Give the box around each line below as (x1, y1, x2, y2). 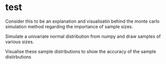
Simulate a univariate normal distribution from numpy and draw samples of (5, 33, 161, 39)
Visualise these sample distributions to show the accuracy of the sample (5, 48, 156, 54)
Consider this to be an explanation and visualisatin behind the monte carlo (5, 18, 160, 24)
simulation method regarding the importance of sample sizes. (5, 23, 133, 29)
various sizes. (5, 38, 34, 44)
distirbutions (5, 53, 31, 59)
